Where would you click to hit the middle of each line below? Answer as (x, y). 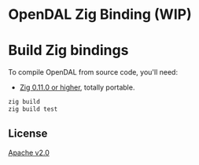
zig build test (33, 109)
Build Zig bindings (68, 51)
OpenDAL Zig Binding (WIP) (100, 15)
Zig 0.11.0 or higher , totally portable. (77, 87)
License (28, 134)
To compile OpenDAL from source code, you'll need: (93, 72)
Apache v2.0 (29, 152)
